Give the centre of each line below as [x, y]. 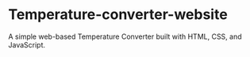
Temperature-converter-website [118, 15]
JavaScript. [27, 44]
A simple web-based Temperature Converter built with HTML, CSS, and [125, 36]
